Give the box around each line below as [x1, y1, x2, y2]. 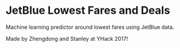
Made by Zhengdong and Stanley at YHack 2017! [5, 35, 128, 42]
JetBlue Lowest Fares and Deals [5, 4, 171, 17]
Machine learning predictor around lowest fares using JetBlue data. [5, 23, 175, 31]
